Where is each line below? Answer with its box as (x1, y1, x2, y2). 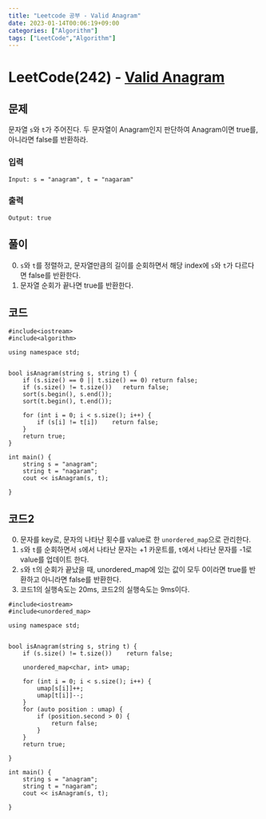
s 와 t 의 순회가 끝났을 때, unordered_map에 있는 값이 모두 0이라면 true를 (19, 565, 248, 574)
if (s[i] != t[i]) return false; (37, 419, 159, 427)
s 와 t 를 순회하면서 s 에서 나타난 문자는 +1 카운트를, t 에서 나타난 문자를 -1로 (19, 545, 252, 555)
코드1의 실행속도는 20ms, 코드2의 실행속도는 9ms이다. (19, 585, 190, 594)
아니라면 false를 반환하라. (8, 135, 89, 145)
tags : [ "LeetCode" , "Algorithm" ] (8, 34, 116, 42)
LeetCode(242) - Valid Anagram (8, 69, 225, 86)
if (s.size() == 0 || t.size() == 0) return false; (22, 376, 198, 384)
